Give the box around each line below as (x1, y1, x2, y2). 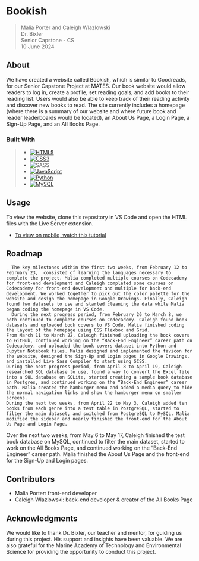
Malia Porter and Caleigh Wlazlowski (20, 24, 111, 31)
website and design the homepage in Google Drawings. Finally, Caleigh (6, 296, 187, 302)
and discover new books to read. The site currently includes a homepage (6, 101, 185, 109)
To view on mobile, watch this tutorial (14, 231, 106, 238)
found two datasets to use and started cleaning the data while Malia (6, 301, 185, 307)
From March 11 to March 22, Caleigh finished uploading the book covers (6, 332, 190, 338)
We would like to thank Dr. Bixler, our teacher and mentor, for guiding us (6, 529, 182, 537)
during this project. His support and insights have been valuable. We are (6, 535, 183, 543)
